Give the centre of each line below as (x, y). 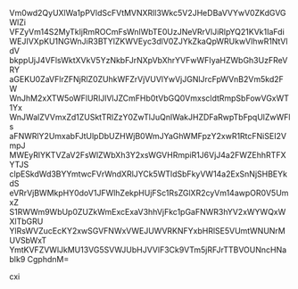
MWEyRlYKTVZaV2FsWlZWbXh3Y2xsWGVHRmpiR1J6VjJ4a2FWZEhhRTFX (148, 155)
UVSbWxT (28, 240)
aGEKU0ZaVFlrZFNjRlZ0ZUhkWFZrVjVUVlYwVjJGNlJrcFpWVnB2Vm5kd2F (146, 79)
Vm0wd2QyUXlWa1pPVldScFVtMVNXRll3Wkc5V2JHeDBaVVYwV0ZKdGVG (148, 13)
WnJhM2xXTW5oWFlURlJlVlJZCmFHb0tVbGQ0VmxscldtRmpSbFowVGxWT (149, 98)
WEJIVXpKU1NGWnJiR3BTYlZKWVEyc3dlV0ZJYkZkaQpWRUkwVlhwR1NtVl (149, 41)
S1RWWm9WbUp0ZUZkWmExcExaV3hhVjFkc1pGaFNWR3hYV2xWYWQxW (148, 212)
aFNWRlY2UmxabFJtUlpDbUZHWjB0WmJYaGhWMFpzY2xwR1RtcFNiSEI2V (148, 136)
